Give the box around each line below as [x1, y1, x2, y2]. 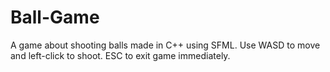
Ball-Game [10, 6, 100, 29]
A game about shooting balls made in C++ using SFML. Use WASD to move [10, 39, 321, 51]
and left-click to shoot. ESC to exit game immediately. [10, 49, 231, 61]
